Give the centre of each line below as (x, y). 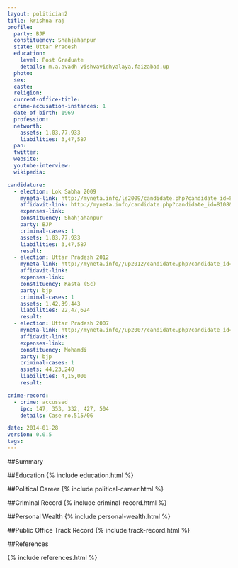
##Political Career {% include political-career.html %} (86, 489)
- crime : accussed (41, 402)
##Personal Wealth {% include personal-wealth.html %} (89, 516)
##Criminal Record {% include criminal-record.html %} (87, 502)
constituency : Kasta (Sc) (58, 284)
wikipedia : (30, 172)
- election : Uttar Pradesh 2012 (62, 257)
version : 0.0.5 (30, 435)
